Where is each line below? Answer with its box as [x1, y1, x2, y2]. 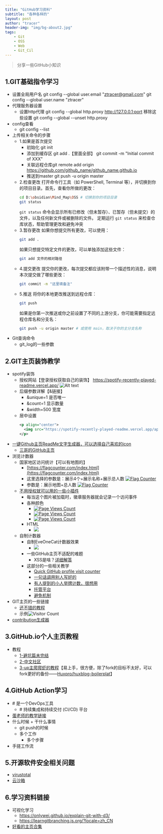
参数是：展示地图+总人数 [26, 481, 77, 488]
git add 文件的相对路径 [19, 256, 63, 261]
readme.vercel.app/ [19, 382, 59, 388]
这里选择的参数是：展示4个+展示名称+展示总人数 [26, 476, 125, 481]
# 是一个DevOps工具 [12, 700, 54, 706]
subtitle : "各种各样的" [5, 12, 49, 17]
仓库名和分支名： [23, 316, 58, 322]
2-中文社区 [19, 658, 41, 664]
